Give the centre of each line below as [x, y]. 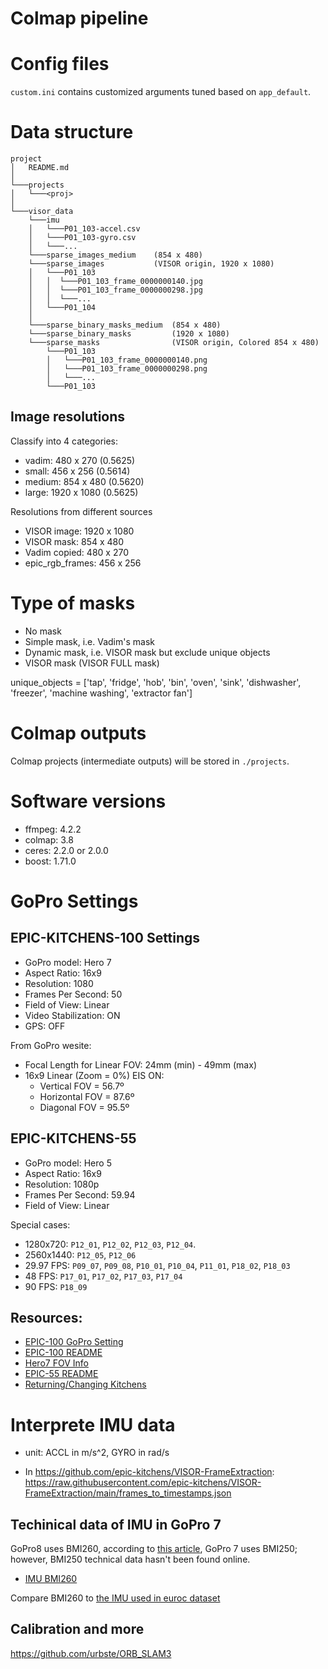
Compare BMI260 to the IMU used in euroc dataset [115, 1598]
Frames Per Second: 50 [73, 994]
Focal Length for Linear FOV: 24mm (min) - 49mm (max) [140, 1064]
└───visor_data [42, 212]
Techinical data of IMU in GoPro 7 [116, 1524]
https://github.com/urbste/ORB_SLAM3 [91, 1653]
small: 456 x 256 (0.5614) [77, 471]
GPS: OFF [45, 1026]
